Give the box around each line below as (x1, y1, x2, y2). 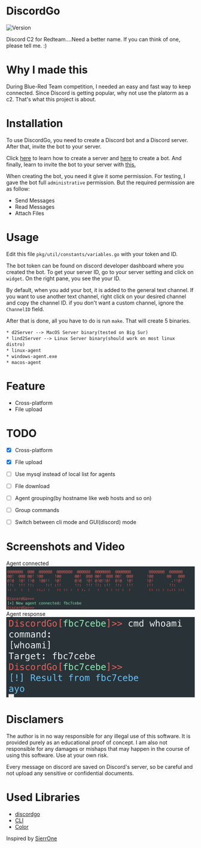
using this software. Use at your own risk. (6, 751, 109, 759)
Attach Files (14, 209, 45, 216)
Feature (6, 379, 45, 393)
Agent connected (6, 560, 49, 567)
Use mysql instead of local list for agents (14, 470, 115, 477)
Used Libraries (6, 790, 80, 804)
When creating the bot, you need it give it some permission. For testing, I (6, 172, 185, 179)
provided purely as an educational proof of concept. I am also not (6, 739, 167, 746)
